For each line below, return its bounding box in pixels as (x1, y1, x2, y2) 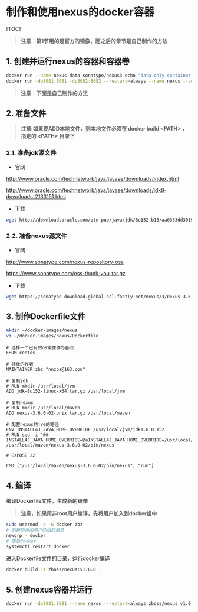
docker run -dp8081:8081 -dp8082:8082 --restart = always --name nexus (6, 78, 181, 84)
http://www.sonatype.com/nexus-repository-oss (6, 258, 124, 265)
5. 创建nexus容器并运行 (6, 584, 93, 594)
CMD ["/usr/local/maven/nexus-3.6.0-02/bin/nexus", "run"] (6, 463, 154, 469)
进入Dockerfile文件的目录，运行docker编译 (6, 555, 110, 562)
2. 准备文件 (6, 108, 47, 118)
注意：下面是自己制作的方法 (20, 89, 88, 96)
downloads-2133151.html (6, 193, 66, 200)
